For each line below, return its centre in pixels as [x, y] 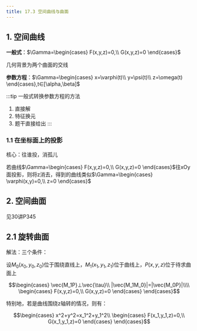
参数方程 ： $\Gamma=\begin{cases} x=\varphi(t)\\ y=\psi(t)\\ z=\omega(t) [94, 77]
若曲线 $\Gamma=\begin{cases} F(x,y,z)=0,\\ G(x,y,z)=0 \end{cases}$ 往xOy [98, 167]
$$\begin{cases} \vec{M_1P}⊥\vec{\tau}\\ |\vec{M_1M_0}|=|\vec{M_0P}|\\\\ [99, 285]
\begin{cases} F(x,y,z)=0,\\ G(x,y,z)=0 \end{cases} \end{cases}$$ [99, 291]
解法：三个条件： [27, 252]
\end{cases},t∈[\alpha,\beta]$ [43, 84]
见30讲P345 [21, 216]
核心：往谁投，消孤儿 [32, 154]
